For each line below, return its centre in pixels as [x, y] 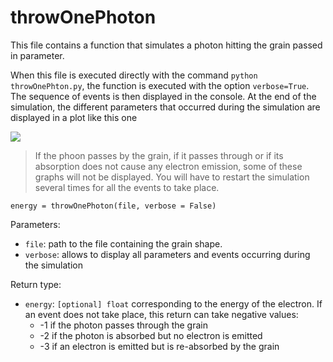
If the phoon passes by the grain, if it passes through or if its [159, 155]
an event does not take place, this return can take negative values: [161, 314]
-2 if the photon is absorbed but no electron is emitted [151, 335]
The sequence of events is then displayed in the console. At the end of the [163, 96]
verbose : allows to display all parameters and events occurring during [167, 254]
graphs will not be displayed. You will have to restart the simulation [172, 177]
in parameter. [37, 55]
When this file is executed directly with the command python [134, 75]
